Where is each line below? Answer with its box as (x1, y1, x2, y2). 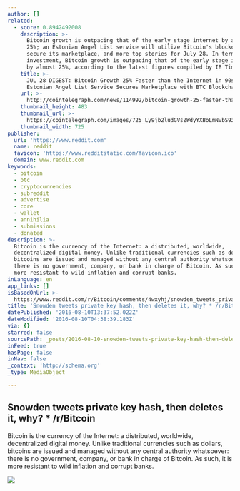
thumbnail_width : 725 (20, 123, 84, 131)
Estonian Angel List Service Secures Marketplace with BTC (26, 83, 206, 91)
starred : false (7, 329, 53, 336)
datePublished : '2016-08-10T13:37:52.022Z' (7, 309, 139, 316)
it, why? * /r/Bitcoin (7, 412, 96, 425)
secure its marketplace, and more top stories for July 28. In (26, 51, 219, 58)
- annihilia (14, 216, 50, 223)
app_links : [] (7, 283, 50, 290)
